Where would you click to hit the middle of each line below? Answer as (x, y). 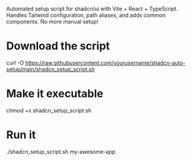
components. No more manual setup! (52, 21)
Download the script (58, 46)
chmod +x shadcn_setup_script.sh (49, 110)
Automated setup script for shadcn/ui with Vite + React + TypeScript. (92, 9)
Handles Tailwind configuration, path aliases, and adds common (86, 15)
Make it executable (55, 94)
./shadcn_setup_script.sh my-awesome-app (61, 151)
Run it (21, 135)
